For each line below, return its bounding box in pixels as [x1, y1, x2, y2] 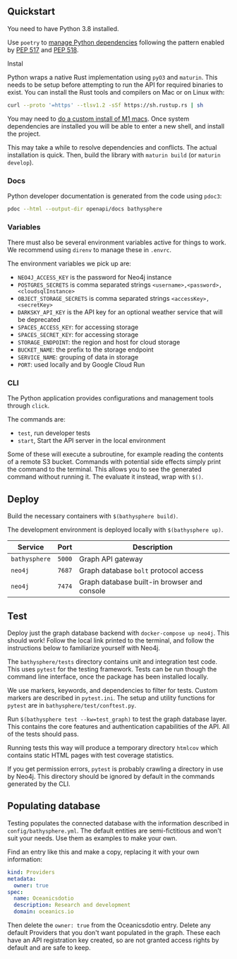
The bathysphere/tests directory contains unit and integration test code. [7, 657, 217, 666]
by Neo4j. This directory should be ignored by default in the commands [7, 773, 215, 781]
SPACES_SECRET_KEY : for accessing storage [17, 330, 139, 339]
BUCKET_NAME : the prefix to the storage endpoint [17, 345, 154, 354]
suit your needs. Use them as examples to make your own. [7, 833, 178, 842]
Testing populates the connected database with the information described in [7, 818, 229, 827]
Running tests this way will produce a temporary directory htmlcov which [7, 744, 219, 752]
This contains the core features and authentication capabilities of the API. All [7, 722, 230, 731]
